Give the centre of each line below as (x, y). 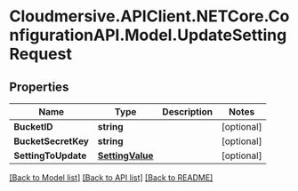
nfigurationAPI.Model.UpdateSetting (148, 35)
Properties (39, 87)
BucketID (33, 127)
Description (188, 111)
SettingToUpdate (50, 155)
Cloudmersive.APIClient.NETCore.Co (149, 16)
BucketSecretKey (51, 141)
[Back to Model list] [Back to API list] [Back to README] (111, 178)
